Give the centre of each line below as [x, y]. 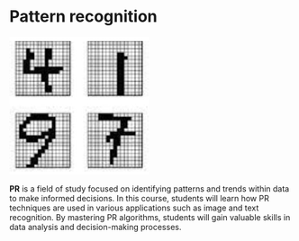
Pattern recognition [83, 17]
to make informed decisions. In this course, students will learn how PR [140, 198]
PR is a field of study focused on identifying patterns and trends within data [149, 188]
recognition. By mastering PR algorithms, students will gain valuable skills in [150, 217]
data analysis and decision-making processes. [95, 227]
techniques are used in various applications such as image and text [134, 208]
